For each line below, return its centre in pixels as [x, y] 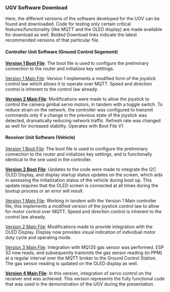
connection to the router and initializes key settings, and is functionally [79, 154]
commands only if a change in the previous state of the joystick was [76, 115]
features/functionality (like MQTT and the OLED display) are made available [84, 29]
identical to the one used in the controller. [49, 159]
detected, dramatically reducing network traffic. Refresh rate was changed [83, 120]
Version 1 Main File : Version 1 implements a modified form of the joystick [80, 78]
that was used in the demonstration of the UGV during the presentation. [80, 284]
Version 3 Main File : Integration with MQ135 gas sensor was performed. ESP [85, 247]
